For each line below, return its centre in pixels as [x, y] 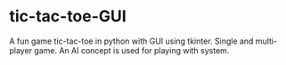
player [21, 50]
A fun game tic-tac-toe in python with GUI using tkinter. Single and [131, 41]
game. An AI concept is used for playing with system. [132, 50]
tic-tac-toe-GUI [68, 16]
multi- [266, 41]
